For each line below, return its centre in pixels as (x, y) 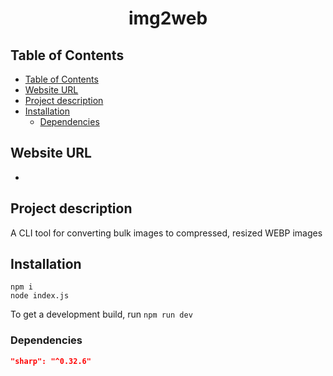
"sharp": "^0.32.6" (51, 361)
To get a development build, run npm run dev (101, 314)
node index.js (40, 296)
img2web (168, 18)
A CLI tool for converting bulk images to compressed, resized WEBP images (166, 233)
